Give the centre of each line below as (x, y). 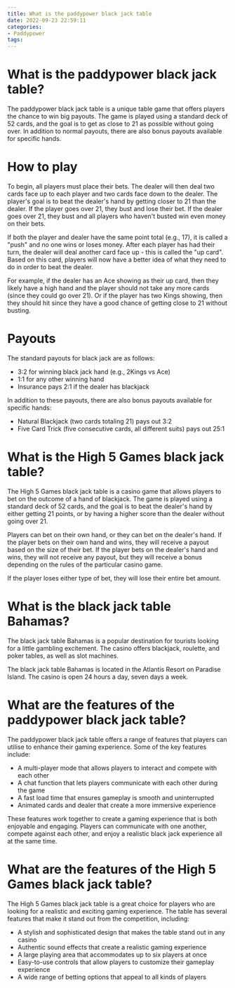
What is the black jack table (89, 607)
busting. (19, 310)
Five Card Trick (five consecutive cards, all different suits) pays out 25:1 (121, 428)
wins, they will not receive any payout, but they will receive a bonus (105, 557)
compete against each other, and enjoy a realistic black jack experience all (115, 833)
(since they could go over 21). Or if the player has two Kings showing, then (115, 296)
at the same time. (32, 841)
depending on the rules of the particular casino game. (85, 564)
